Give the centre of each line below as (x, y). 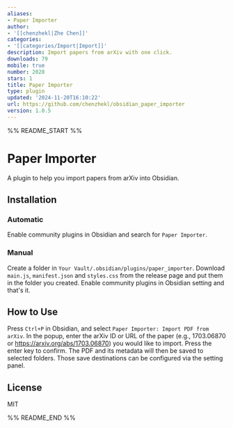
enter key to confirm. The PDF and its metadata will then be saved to (105, 351)
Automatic (25, 220)
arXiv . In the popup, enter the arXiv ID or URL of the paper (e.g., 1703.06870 (116, 336)
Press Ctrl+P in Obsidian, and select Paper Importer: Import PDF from (108, 328)
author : (18, 26)
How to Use (33, 312)
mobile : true (26, 65)
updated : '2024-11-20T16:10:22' (54, 98)
